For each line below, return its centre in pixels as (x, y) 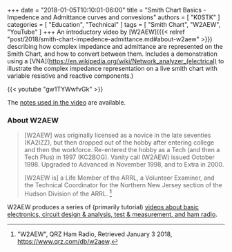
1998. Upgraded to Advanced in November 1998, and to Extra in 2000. (124, 165)
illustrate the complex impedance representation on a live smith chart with (112, 69)
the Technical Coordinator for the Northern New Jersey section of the (123, 185)
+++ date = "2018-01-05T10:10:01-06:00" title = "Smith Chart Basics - (107, 10)
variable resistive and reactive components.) (70, 76)
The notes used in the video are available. (67, 102)
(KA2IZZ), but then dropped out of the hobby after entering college (119, 143)
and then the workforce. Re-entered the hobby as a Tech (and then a (122, 150)
